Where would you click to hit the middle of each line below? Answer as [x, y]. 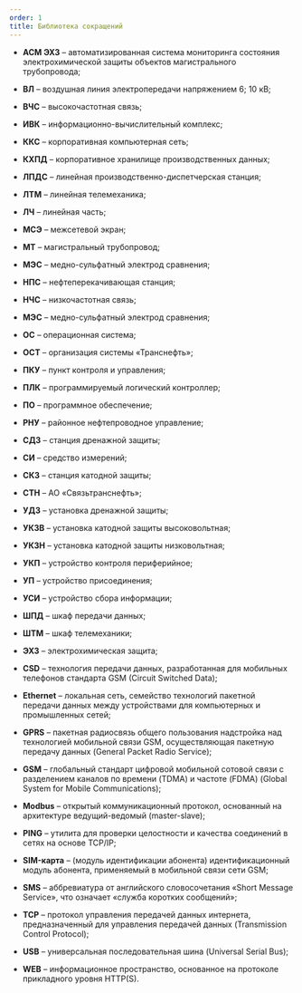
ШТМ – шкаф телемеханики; [77, 633]
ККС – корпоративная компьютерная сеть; [105, 141]
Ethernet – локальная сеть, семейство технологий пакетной [139, 695]
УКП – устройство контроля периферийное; [108, 563]
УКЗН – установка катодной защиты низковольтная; [123, 545]
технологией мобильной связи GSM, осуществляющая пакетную [148, 742]
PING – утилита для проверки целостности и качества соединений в [155, 833]
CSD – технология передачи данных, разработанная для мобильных [155, 668]
